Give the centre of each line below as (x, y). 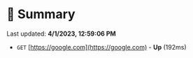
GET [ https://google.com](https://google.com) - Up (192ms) (101, 47)
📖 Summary (41, 14)
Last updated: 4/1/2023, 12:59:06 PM (61, 34)
